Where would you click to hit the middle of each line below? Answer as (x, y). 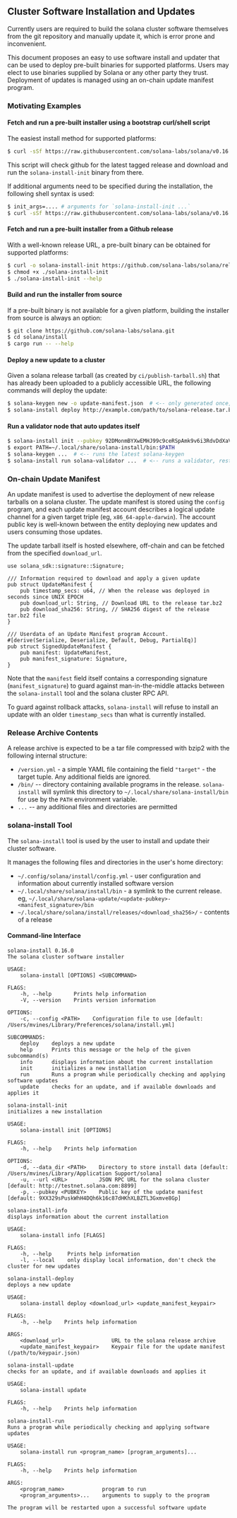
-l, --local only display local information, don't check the (118, 1260)
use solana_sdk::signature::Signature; (66, 566)
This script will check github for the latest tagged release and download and (118, 165)
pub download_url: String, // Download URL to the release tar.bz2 (121, 603)
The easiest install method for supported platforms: (82, 138)
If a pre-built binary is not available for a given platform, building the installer (118, 310)
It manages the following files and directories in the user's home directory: (115, 862)
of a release (35, 920)
